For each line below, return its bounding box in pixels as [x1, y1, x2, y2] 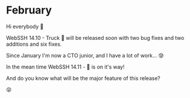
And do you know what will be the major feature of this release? [6, 75, 161, 82]
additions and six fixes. [6, 40, 62, 48]
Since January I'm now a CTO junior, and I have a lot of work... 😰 [6, 52, 164, 59]
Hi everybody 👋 [6, 23, 44, 30]
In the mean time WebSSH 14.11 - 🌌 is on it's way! [6, 63, 125, 70]
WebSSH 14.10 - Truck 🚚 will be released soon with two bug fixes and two [6, 34, 184, 41]
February [6, 4, 52, 17]
